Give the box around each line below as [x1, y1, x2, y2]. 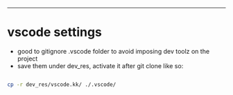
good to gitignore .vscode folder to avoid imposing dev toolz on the [17, 47, 210, 55]
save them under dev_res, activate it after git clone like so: [17, 61, 184, 70]
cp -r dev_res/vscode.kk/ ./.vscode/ [7, 81, 116, 88]
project [17, 54, 38, 63]
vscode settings [7, 25, 103, 40]
